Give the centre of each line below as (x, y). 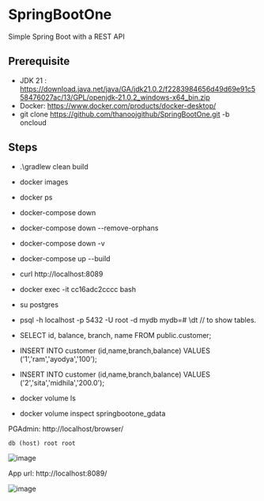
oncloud (33, 122)
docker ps (36, 197)
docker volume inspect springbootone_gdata (92, 413)
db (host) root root (42, 443)
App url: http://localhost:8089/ (58, 473)
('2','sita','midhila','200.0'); (62, 382)
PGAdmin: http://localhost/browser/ (66, 428)
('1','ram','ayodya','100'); (58, 359)
